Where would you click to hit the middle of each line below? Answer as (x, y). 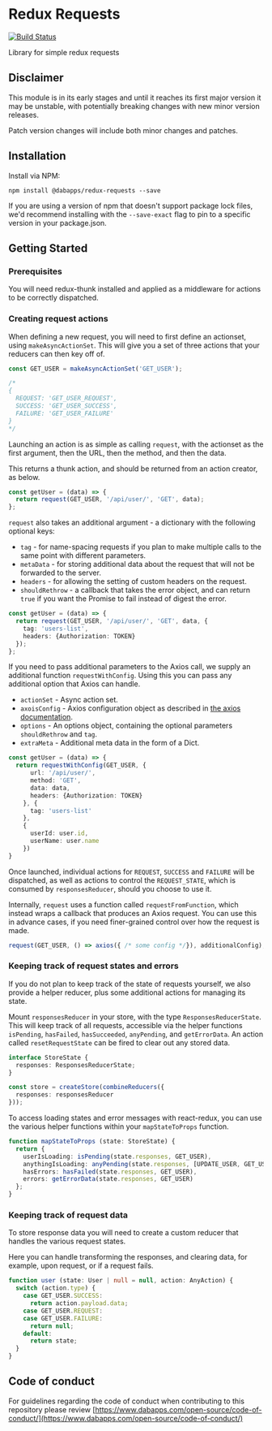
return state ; (54, 1341)
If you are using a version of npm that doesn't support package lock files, (131, 205)
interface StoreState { (49, 1057)
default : (38, 1334)
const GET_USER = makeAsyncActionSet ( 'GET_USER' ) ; (96, 369)
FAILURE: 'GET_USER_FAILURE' (65, 413)
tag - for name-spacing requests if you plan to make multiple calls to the (140, 547)
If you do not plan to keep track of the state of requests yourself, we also (130, 984)
